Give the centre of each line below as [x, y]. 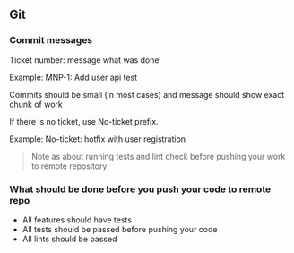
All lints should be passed [69, 239]
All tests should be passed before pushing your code [120, 229]
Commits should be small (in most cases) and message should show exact [147, 94]
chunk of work [36, 104]
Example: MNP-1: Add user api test [73, 77]
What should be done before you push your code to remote [140, 189]
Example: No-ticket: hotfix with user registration [98, 139]
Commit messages [51, 40]
